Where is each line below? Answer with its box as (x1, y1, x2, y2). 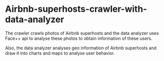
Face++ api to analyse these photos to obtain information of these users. (5, 35, 153, 41)
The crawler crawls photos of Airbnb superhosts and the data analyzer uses (5, 30, 159, 36)
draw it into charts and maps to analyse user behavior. (5, 50, 115, 56)
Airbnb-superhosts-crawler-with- (5, 3, 147, 15)
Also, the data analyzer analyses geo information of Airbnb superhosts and (5, 45, 157, 51)
